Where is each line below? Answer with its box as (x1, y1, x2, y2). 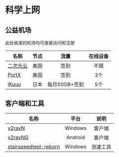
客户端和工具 (5, 100, 45, 108)
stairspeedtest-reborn (7, 143, 60, 150)
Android (66, 134, 85, 141)
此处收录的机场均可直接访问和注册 (5, 40, 75, 46)
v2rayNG (7, 134, 29, 141)
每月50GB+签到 (47, 81, 84, 88)
